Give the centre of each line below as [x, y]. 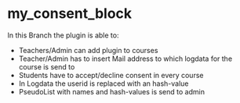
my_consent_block [70, 14]
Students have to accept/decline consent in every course [111, 75]
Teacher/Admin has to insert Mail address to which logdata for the [125, 59]
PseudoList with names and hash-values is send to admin [112, 91]
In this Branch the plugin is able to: [63, 35]
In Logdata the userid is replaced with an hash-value [104, 83]
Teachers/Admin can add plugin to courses [88, 50]
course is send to [47, 66]
